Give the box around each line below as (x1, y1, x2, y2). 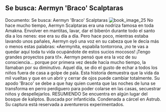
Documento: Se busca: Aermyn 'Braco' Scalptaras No (5, 17, 154, 23)
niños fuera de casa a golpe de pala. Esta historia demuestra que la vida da (5, 69, 159, 76)
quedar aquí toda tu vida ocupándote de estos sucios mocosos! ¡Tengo (5, 49, 151, 55)
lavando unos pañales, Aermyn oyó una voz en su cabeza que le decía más (5, 38, 159, 44)
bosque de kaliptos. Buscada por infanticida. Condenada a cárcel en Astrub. (5, 96, 162, 102)
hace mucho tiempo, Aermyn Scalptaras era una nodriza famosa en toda (5, 22, 154, 28)
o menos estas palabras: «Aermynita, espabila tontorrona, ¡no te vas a (5, 43, 149, 49)
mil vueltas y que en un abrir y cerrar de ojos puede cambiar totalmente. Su (5, 75, 160, 81)
